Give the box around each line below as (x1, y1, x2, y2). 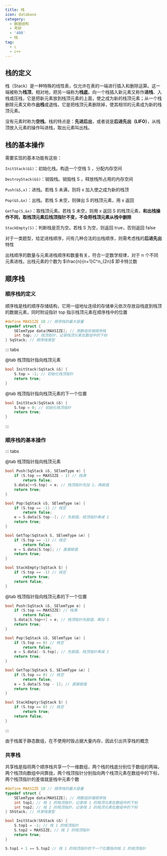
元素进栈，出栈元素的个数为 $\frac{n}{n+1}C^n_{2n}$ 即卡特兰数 (5, 258, 138, 264)
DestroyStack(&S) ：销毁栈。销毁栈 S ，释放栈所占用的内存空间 (5, 176, 133, 182)
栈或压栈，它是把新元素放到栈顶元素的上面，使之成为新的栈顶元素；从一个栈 (5, 95, 162, 101)
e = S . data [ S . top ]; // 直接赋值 (14, 547, 78, 552)
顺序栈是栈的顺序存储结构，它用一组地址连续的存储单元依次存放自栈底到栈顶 (5, 303, 162, 309)
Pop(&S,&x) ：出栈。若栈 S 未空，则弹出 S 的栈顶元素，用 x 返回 (5, 198, 134, 204)
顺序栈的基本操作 (5, 437, 46, 444)
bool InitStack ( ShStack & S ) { (5, 819, 68, 824)
